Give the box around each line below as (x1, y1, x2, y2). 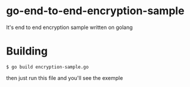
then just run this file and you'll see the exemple (6, 74, 123, 81)
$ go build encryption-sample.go (6, 64, 89, 70)
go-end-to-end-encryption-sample (6, 4, 185, 18)
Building (6, 44, 48, 58)
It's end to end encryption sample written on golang (6, 24, 133, 31)
